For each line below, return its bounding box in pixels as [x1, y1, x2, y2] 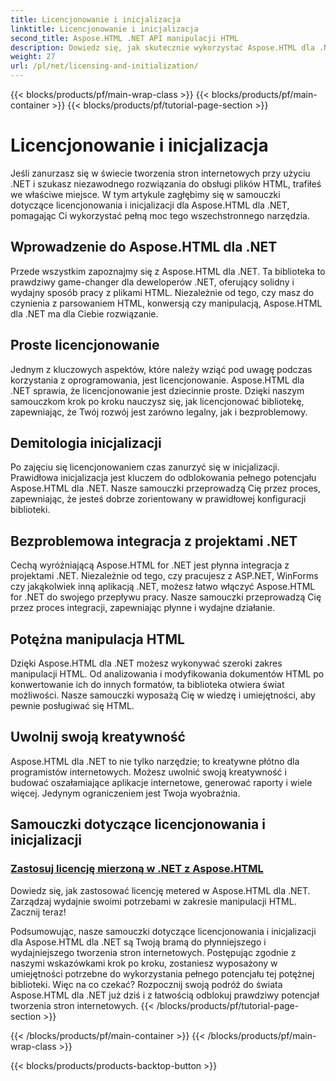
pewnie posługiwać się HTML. [10, 700, 135, 711]
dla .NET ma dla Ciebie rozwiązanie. [10, 307, 159, 320]
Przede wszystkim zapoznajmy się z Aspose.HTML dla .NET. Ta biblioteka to [10, 265, 326, 277]
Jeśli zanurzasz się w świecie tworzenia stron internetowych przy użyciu [10, 167, 311, 179]
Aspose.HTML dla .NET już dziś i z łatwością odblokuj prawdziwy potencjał [10, 989, 320, 1001]
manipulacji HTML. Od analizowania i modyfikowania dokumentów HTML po [10, 668, 325, 680]
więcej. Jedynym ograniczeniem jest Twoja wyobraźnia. [10, 787, 241, 799]
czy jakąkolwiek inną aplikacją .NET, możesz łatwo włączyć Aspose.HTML [10, 581, 316, 593]
